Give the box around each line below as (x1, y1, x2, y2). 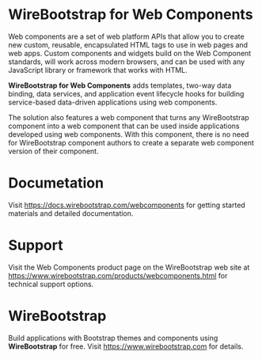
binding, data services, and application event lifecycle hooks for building (8, 89, 245, 98)
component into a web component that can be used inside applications (8, 121, 240, 130)
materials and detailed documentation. (8, 208, 134, 218)
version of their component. (8, 146, 99, 156)
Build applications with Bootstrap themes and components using (8, 333, 218, 342)
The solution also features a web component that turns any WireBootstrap (8, 112, 249, 122)
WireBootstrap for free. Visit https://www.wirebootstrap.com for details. (8, 342, 244, 351)
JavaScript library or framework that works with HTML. (8, 65, 188, 74)
